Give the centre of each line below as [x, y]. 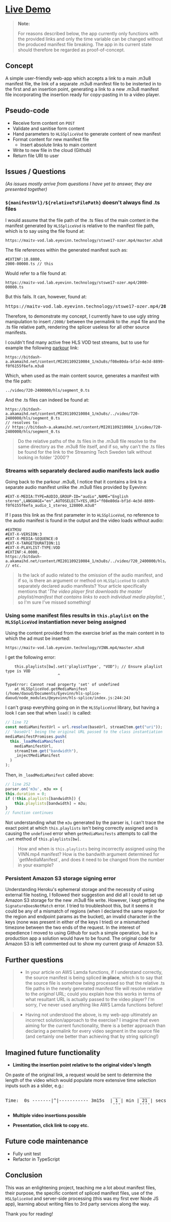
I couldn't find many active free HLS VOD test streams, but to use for [77, 342]
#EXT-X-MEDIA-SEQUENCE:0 [32, 539]
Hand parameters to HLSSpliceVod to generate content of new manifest [87, 134]
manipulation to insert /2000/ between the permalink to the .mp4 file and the [85, 321]
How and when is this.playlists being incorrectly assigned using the [91, 849]
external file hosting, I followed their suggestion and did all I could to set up [84, 895]
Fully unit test [27, 1153]
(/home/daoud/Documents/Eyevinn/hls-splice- [53, 694]
